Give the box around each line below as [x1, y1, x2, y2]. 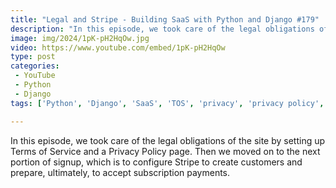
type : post [10, 52, 56, 62]
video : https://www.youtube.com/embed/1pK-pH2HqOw [10, 42, 226, 53]
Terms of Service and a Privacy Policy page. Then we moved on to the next [10, 145, 321, 157]
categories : [10, 61, 60, 71]
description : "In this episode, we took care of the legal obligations [10, 24, 315, 34]
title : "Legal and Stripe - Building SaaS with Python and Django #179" [10, 14, 320, 25]
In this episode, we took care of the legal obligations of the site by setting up [10, 134, 326, 146]
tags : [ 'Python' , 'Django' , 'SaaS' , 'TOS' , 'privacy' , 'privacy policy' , [10, 98, 325, 108]
